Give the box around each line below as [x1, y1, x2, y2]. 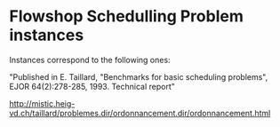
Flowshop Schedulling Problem [9, 6, 244, 27]
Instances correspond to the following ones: [9, 54, 171, 65]
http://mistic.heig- [9, 98, 76, 108]
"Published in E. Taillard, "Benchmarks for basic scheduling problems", [9, 71, 268, 82]
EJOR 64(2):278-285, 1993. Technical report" [9, 81, 176, 91]
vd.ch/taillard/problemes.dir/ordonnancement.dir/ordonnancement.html [9, 107, 271, 118]
